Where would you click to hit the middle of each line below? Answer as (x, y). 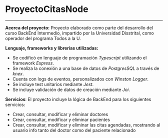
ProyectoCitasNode (47, 9)
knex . (18, 73)
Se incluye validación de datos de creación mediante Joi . (71, 89)
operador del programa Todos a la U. (43, 38)
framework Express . (33, 63)
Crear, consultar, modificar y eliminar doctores (60, 114)
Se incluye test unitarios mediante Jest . (53, 84)
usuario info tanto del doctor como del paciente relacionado (74, 130)
